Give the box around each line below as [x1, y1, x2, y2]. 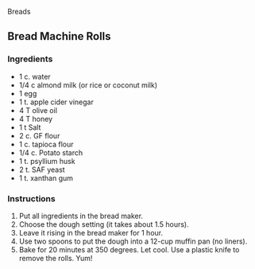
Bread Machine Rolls [7, 29, 112, 43]
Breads [7, 7, 31, 16]
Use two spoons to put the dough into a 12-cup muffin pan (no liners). [18, 236, 248, 246]
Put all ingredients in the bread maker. [18, 211, 144, 220]
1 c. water [18, 72, 51, 81]
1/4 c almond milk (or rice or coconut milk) [18, 80, 158, 90]
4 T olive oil [18, 105, 57, 115]
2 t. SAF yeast [18, 165, 65, 174]
